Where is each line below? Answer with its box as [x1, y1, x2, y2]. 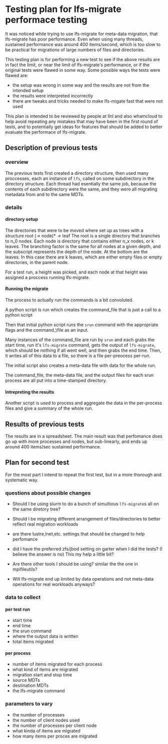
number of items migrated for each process [12, 661, 102, 667]
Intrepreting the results [5, 389, 54, 395]
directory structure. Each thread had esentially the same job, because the [5, 180, 156, 186]
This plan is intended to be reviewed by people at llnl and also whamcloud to [5, 113, 162, 119]
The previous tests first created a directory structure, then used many [5, 170, 149, 176]
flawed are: [5, 72, 28, 78]
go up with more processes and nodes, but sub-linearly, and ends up [5, 438, 147, 444]
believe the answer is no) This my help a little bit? [12, 551, 114, 557]
